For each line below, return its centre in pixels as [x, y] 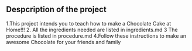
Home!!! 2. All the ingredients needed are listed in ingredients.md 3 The [92, 30]
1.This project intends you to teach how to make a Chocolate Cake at [89, 23]
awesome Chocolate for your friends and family [64, 42]
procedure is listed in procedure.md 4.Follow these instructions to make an [96, 36]
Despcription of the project [56, 10]
